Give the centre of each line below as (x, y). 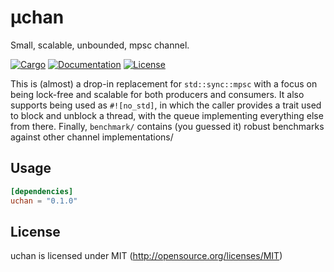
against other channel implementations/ (92, 137)
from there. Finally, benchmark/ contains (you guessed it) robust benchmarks (167, 126)
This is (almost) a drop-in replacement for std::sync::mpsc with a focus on (164, 83)
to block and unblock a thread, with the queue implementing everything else (167, 115)
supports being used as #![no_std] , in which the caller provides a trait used (166, 105)
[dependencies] (42, 191)
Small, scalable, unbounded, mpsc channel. (100, 45)
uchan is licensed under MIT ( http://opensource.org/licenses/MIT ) (146, 256)
